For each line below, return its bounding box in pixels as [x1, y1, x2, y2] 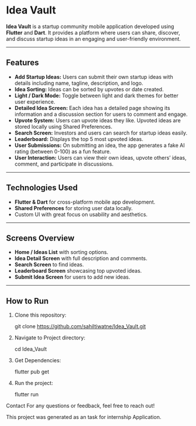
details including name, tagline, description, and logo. [14, 80, 143, 87]
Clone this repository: [14, 311, 66, 319]
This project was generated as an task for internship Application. [6, 414, 162, 421]
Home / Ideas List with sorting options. [14, 249, 108, 256]
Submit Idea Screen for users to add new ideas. [14, 273, 130, 281]
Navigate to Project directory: [14, 334, 86, 341]
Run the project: [14, 380, 54, 387]
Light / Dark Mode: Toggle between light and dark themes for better [14, 92, 179, 99]
